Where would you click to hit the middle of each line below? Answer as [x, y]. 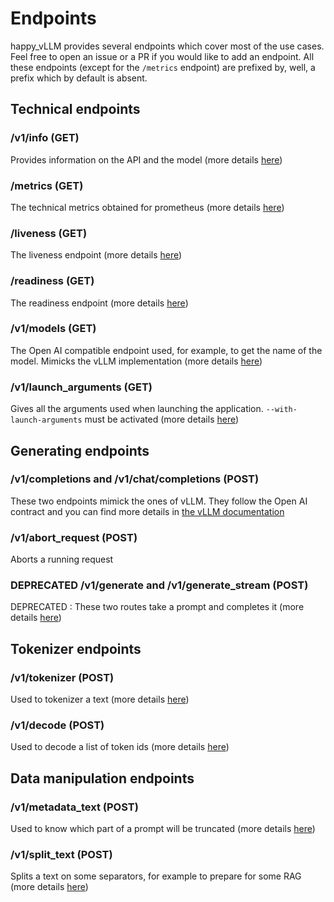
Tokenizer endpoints [76, 648]
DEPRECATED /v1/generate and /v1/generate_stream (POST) [159, 585]
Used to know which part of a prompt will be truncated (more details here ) [163, 829]
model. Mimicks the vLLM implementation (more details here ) [136, 361]
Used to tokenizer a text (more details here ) [100, 699]
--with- [281, 410]
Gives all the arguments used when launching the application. [137, 409]
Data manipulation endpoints [102, 778]
